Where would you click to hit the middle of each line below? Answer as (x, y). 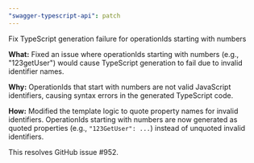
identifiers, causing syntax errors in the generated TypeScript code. (121, 95)
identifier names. (36, 71)
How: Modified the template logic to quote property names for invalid (123, 111)
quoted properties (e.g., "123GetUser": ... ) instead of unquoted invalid (127, 128)
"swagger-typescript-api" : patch (65, 16)
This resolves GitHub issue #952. (64, 152)
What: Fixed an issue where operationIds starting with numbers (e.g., (124, 54)
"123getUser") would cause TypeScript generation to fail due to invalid (126, 63)
